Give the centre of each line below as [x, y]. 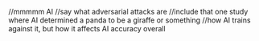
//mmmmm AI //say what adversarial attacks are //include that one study [128, 12]
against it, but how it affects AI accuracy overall [87, 29]
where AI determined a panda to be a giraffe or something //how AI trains [129, 20]
